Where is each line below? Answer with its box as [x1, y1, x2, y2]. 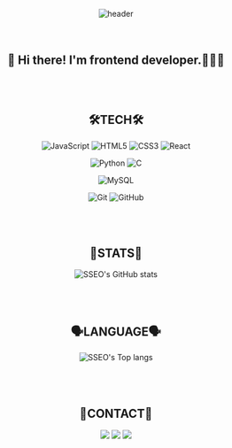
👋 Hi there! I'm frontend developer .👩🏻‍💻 [7, 53, 225, 68]
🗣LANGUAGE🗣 [70, 324, 162, 339]
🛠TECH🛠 [88, 112, 144, 127]
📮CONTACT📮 [79, 406, 153, 421]
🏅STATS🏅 [89, 246, 143, 261]
